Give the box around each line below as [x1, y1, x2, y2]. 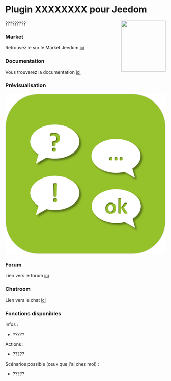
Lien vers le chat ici [5, 297, 46, 303]
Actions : [5, 341, 24, 347]
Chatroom [5, 286, 31, 293]
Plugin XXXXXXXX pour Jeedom [5, 4, 147, 15]
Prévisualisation [5, 82, 46, 89]
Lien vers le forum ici [5, 273, 49, 279]
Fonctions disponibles [5, 310, 62, 317]
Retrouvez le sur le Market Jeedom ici [5, 45, 85, 51]
